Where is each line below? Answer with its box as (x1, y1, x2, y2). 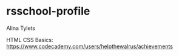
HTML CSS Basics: (6, 36, 53, 43)
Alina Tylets (6, 24, 35, 32)
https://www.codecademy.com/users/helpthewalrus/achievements (6, 43, 173, 50)
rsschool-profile (6, 4, 90, 18)
